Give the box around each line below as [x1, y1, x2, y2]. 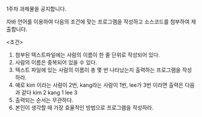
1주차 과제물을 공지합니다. [6, 5, 67, 12]
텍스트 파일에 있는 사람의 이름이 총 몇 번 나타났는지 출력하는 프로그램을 [14, 66, 181, 74]
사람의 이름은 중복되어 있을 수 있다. [14, 59, 98, 66]
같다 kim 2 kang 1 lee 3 [21, 89, 78, 96]
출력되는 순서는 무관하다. [14, 96, 74, 104]
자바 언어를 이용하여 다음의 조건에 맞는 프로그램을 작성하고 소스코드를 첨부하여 [6, 18, 190, 25]
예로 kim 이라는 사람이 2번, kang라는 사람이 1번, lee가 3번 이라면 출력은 [14, 81, 184, 89]
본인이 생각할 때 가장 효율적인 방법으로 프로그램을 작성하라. [14, 104, 154, 111]
